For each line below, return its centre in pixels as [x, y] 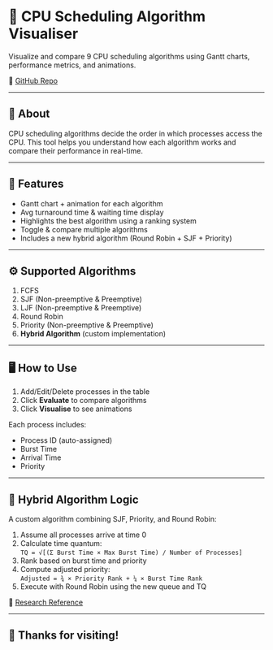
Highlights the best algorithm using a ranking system [108, 221]
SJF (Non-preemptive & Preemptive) [81, 299]
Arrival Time [41, 457]
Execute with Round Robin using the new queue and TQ [113, 587]
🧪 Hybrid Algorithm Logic [74, 499]
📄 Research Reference [46, 602]
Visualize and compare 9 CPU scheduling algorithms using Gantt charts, [129, 56]
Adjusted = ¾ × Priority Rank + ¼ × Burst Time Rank [111, 578]
